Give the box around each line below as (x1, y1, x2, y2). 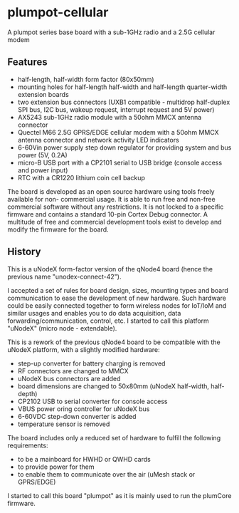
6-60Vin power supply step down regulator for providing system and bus (17, 143, 232, 152)
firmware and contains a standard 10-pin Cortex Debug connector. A (7, 209, 208, 218)
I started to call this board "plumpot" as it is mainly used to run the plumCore (7, 491, 232, 499)
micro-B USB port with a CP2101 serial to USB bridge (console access (17, 158, 223, 167)
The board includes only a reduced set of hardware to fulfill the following (7, 433, 221, 442)
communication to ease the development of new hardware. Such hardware (7, 294, 226, 302)
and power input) (17, 165, 68, 175)
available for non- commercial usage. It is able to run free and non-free (7, 195, 216, 203)
